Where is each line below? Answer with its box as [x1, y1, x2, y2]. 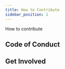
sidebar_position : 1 [5, 12, 49, 17]
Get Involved [5, 57, 46, 65]
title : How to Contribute [5, 7, 59, 12]
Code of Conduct [5, 40, 60, 48]
